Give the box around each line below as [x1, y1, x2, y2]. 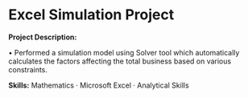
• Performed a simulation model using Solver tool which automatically [8, 47, 240, 57]
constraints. [8, 64, 48, 74]
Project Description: [8, 32, 77, 42]
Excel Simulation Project [8, 6, 175, 24]
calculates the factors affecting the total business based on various [8, 56, 232, 66]
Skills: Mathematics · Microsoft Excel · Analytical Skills [8, 80, 189, 90]
